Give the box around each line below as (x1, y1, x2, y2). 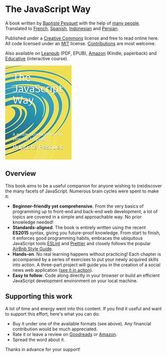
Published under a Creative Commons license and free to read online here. (5, 35, 159, 41)
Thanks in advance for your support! (5, 346, 80, 352)
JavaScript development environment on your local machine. (12, 277, 138, 284)
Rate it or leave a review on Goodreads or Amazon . (12, 331, 117, 337)
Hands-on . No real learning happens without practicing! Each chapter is (12, 251, 161, 257)
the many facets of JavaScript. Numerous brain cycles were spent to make (5, 188, 159, 194)
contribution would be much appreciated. (12, 326, 98, 332)
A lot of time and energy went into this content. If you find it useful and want (5, 305, 162, 311)
